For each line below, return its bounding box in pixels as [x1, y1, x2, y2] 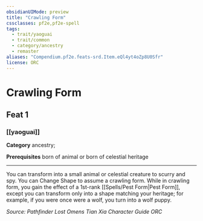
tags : [6, 25, 20, 32]
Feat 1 [6, 110, 29, 120]
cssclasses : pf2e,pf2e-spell [6, 20, 80, 26]
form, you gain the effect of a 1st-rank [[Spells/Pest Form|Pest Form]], [6, 183, 181, 191]
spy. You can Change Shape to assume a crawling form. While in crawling [6, 177, 190, 185]
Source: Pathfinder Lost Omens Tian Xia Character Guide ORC [6, 208, 163, 216]
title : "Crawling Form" [6, 15, 66, 21]
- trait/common [11, 37, 50, 43]
